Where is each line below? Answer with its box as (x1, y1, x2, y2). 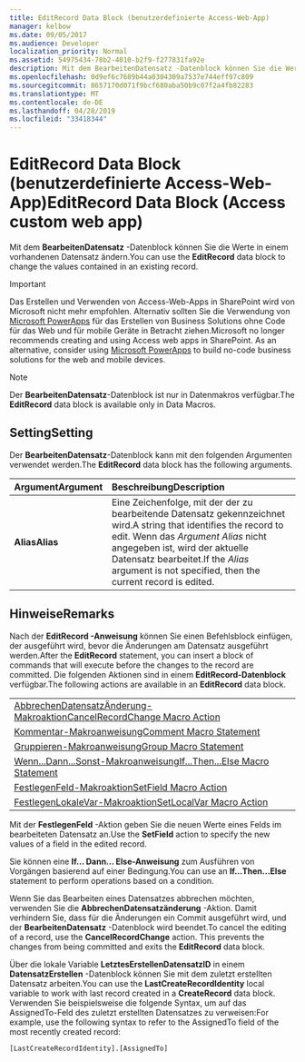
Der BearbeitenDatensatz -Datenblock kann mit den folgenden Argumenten (9, 449, 292, 460)
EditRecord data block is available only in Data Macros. (9, 399, 216, 410)
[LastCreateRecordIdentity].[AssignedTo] (9, 1044, 169, 1053)
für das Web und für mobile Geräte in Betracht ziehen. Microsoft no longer (9, 325, 285, 336)
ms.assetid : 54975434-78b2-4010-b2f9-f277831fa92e (9, 55, 205, 65)
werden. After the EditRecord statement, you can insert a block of (9, 650, 254, 660)
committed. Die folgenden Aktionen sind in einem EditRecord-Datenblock (9, 669, 286, 680)
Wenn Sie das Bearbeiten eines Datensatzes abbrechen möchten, (9, 892, 255, 904)
